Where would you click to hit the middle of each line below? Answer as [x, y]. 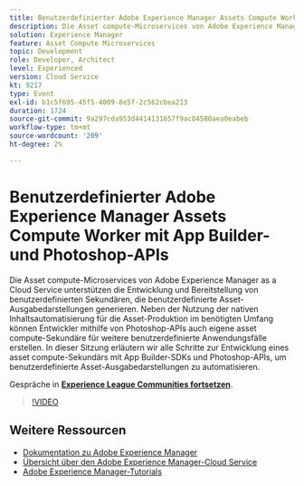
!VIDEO [45, 402]
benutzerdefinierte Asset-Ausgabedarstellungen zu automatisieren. [135, 366]
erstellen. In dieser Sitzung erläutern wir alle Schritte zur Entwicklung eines [149, 347]
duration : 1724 [38, 111]
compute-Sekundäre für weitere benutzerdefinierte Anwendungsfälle [138, 337]
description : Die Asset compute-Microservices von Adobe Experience [141, 26]
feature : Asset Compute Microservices [82, 43]
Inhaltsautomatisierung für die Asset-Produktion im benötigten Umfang [142, 318]
